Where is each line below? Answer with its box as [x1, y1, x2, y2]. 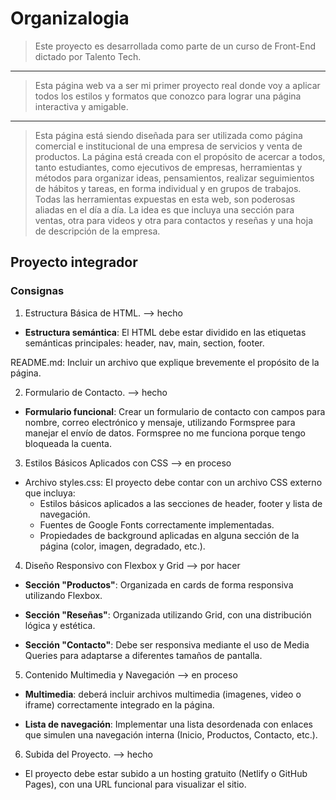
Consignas [10, 284, 65, 298]
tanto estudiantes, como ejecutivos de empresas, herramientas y [34, 161, 303, 173]
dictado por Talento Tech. [34, 50, 142, 62]
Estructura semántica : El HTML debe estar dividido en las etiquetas [24, 326, 307, 338]
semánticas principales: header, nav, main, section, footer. [24, 337, 265, 349]
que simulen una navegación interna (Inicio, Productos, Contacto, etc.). [24, 728, 318, 741]
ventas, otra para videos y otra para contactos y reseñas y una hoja [34, 214, 314, 226]
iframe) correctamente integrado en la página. [24, 698, 215, 711]
